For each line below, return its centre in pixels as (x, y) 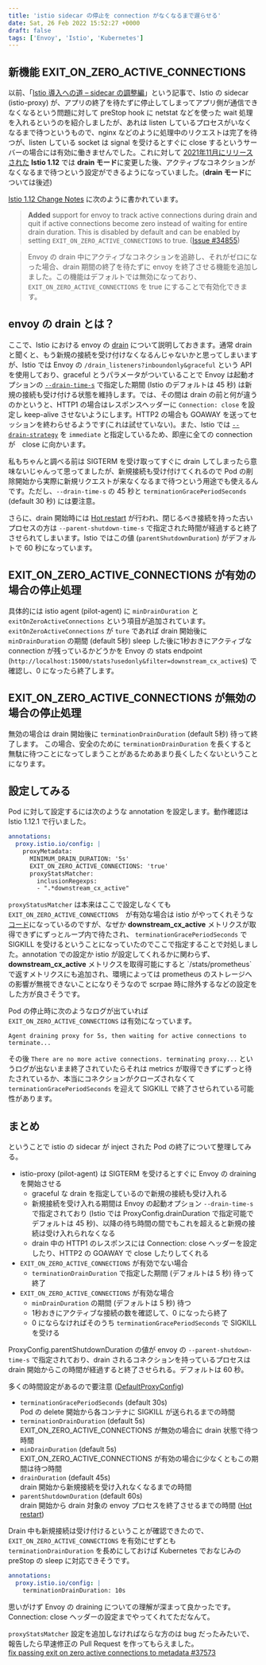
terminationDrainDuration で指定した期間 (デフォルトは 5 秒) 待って (143, 1273)
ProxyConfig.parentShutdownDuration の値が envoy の (97, 1350)
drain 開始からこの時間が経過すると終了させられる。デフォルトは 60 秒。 (128, 1370)
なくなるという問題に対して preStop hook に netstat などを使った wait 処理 (131, 113)
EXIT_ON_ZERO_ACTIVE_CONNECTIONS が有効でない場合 (104, 1263)
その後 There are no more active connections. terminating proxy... (123, 1059)
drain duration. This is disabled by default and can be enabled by (134, 232)
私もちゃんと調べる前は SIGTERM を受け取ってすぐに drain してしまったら (129, 461)
